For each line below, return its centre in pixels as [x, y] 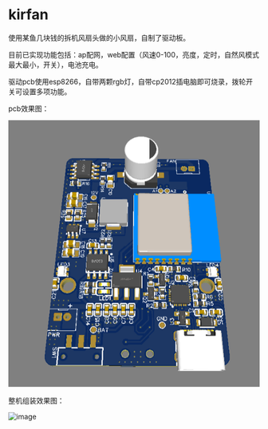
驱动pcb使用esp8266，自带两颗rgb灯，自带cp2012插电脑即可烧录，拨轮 [127, 81]
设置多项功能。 [47, 91]
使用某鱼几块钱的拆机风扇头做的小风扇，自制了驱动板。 [99, 37]
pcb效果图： [29, 108]
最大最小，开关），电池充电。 [55, 65]
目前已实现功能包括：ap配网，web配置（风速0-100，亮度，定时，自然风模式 [134, 54]
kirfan [29, 15]
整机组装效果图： [36, 400]
